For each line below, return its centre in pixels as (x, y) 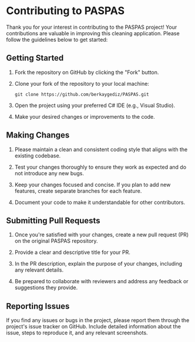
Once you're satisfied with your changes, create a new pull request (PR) (102, 235)
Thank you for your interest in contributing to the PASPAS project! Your (92, 27)
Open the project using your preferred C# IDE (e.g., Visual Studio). (95, 105)
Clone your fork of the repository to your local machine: (82, 83)
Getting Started (35, 58)
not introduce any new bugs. (49, 173)
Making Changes (38, 135)
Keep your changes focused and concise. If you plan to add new (93, 185)
